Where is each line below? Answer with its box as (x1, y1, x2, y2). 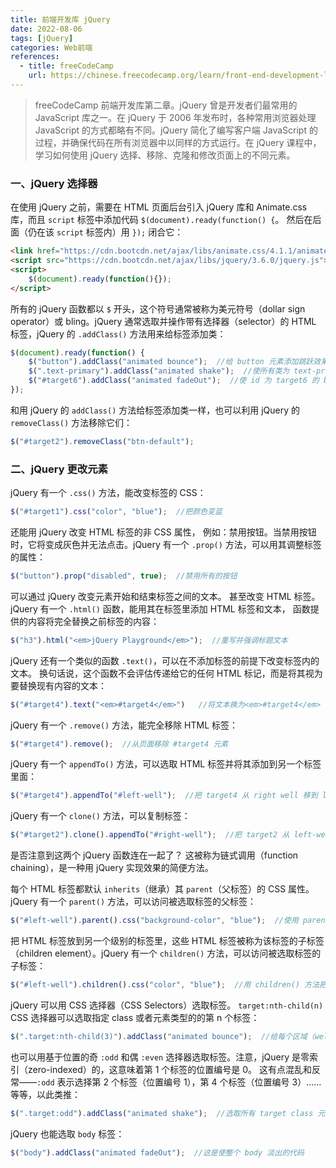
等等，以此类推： (10, 1088, 81, 1100)
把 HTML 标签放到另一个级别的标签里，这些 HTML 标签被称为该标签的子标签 (10, 935, 325, 947)
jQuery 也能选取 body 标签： (10, 1127, 125, 1140)
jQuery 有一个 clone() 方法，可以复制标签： (10, 810, 191, 822)
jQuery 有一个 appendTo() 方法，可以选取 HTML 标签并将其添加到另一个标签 (10, 758, 322, 770)
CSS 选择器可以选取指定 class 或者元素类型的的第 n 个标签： (10, 1011, 260, 1023)
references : (10, 52, 60, 62)
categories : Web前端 (10, 42, 93, 53)
